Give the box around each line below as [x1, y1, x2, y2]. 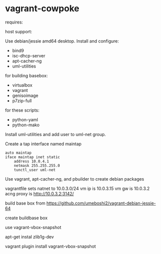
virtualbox [12, 82, 33, 88]
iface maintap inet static [5, 155, 60, 160]
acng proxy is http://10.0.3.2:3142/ [5, 190, 74, 196]
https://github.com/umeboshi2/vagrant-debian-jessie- [46, 200, 156, 206]
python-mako [12, 122, 40, 128]
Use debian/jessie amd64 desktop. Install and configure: [5, 38, 119, 44]
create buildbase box [5, 215, 48, 221]
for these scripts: [5, 107, 40, 113]
